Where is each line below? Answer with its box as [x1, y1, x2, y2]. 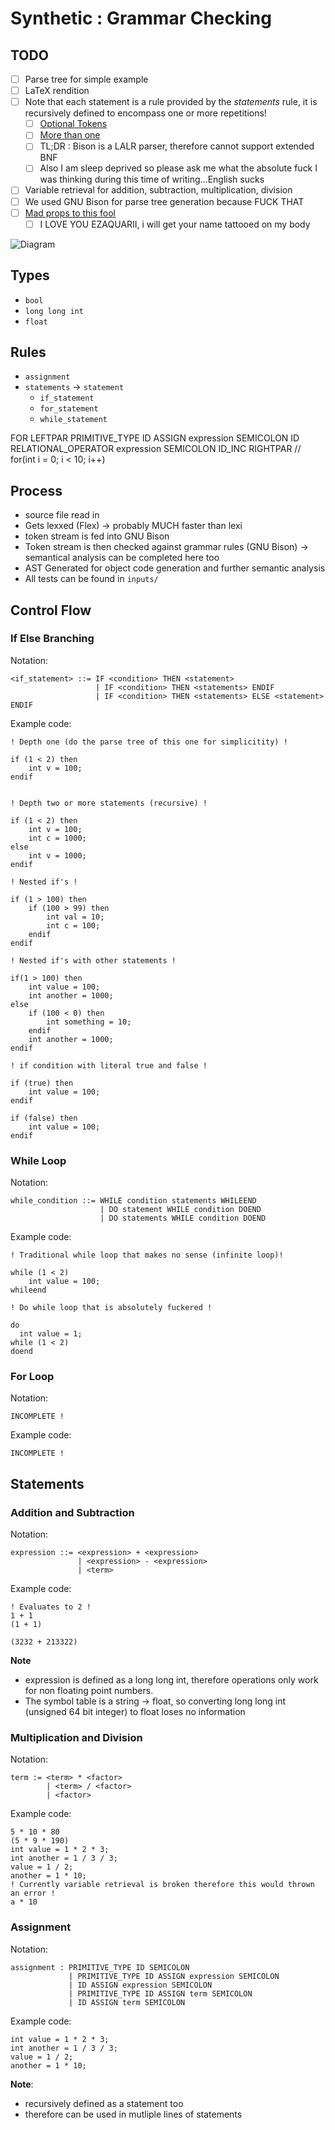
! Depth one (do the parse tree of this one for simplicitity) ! [10, 737, 288, 747]
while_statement [39, 415, 108, 425]
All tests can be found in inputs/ [24, 573, 159, 585]
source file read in [24, 509, 100, 521]
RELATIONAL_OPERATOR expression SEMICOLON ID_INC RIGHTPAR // [10, 443, 302, 455]
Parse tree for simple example [24, 73, 149, 85]
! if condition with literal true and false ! [10, 1060, 208, 1071]
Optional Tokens [39, 118, 108, 130]
